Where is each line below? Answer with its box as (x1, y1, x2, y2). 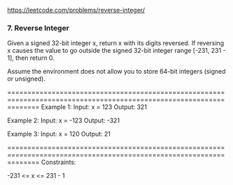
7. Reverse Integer (7, 23, 70, 33)
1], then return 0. (7, 54, 55, 62)
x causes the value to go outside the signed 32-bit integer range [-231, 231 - (7, 47, 226, 55)
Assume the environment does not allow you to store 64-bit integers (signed (7, 67, 226, 76)
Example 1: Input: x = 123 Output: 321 (41, 103, 147, 111)
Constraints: (41, 158, 77, 166)
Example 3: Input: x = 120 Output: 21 (7, 130, 111, 138)
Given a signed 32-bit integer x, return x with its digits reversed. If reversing (7, 39, 225, 47)
